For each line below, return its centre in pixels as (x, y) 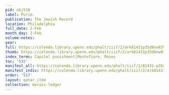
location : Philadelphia (30, 24)
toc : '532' (17, 61)
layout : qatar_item (26, 80)
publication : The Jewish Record (39, 19)
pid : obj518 (18, 10)
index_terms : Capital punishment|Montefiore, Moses (60, 57)
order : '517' (19, 75)
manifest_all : (20, 66)
